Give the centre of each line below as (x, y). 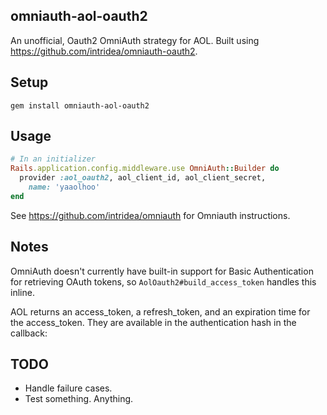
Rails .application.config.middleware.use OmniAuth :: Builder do (145, 169)
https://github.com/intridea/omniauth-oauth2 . (104, 51)
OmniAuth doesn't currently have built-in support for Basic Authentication (162, 271)
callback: (29, 333)
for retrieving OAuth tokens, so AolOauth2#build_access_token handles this (163, 281)
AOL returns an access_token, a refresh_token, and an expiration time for (160, 311)
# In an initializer (53, 159)
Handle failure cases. (68, 388)
